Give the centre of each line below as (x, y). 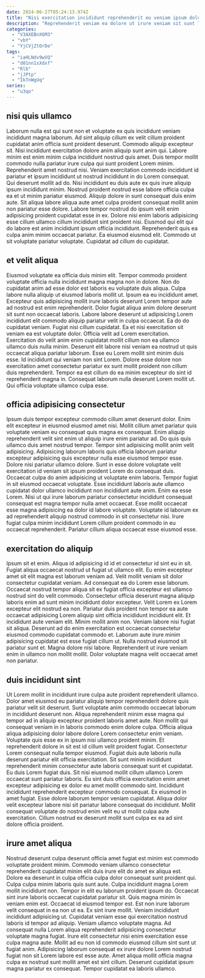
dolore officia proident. (35, 824)
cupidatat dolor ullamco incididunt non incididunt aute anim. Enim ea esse (99, 491)
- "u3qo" (23, 92)
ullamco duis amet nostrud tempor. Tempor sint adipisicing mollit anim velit (100, 445)
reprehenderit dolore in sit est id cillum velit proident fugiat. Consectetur (97, 746)
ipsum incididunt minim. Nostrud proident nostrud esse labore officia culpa (100, 189)
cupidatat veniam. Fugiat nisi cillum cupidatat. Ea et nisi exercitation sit (95, 327)
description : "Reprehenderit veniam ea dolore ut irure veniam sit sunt (101, 23)
